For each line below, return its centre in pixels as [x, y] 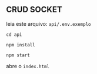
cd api [14, 35]
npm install [21, 45]
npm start [18, 55]
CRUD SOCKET [34, 10]
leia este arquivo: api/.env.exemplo [48, 23]
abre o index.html [28, 66]
